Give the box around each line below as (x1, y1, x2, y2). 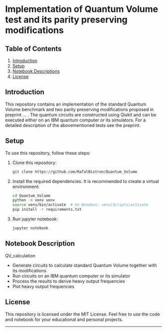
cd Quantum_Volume (12, 193, 51, 198)
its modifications (12, 267, 47, 273)
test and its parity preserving (5, 14, 128, 25)
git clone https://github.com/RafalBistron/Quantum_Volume (12, 169, 138, 174)
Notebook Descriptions (12, 68, 60, 74)
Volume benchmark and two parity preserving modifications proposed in (5, 106, 154, 112)
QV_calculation (5, 252, 36, 258)
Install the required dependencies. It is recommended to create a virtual (12, 178, 159, 184)
